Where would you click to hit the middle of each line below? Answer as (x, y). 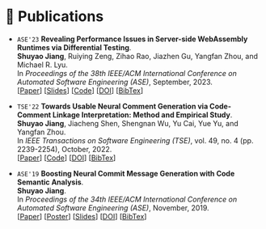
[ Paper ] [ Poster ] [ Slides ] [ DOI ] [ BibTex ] (82, 216)
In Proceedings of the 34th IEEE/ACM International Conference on (127, 199)
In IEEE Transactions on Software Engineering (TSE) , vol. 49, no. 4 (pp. (135, 140)
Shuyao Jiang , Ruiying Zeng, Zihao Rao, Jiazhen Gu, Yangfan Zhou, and (137, 56)
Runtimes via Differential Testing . (74, 47)
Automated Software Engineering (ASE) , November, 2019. (113, 208)
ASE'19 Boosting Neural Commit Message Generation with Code (126, 173)
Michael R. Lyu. (42, 65)
